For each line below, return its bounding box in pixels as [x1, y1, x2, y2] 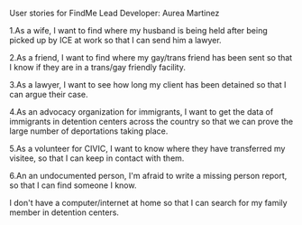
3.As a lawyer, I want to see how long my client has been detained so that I [9, 80, 287, 89]
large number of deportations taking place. [9, 126, 169, 136]
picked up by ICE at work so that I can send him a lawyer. [9, 35, 223, 45]
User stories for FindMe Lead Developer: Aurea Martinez [9, 8, 220, 18]
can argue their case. [9, 89, 88, 99]
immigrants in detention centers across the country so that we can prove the [9, 117, 294, 127]
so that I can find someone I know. [9, 180, 137, 191]
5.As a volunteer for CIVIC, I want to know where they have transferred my [9, 144, 286, 154]
